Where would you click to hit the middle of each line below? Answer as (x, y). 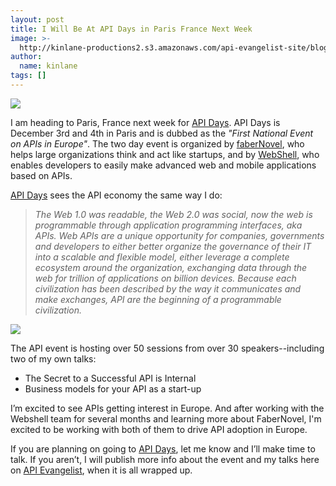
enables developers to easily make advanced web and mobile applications (163, 165)
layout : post (37, 19)
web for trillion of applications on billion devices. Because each (165, 278)
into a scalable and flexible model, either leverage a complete (162, 257)
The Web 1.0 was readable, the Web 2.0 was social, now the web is (173, 214)
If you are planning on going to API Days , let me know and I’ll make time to (163, 448)
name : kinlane (48, 66)
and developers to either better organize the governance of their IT (173, 246)
